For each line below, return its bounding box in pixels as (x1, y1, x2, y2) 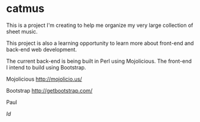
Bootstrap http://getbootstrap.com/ (6, 87, 93, 94)
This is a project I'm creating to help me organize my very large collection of (6, 22, 193, 29)
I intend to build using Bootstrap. (6, 63, 87, 71)
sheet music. (6, 28, 38, 35)
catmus (6, 2, 45, 16)
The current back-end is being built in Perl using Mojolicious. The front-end (6, 57, 192, 65)
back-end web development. (6, 45, 77, 53)
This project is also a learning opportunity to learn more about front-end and (6, 39, 194, 47)
